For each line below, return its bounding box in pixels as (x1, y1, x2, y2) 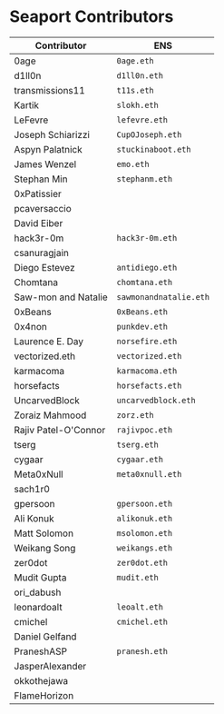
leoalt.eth (116, 601, 163, 612)
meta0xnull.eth (116, 469, 182, 479)
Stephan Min (14, 173, 68, 185)
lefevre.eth (116, 114, 169, 124)
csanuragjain (14, 246, 70, 259)
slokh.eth (116, 100, 159, 110)
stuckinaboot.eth (116, 144, 191, 154)
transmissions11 (14, 84, 86, 96)
